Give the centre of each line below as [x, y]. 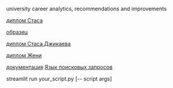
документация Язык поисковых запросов [59, 67]
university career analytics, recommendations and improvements [86, 9]
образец [17, 32]
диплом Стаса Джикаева [38, 44]
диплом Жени [24, 55]
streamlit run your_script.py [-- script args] [59, 79]
